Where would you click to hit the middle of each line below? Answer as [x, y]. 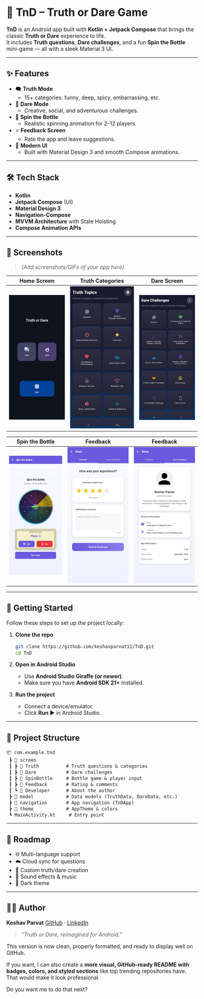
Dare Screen [167, 280]
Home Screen [37, 280]
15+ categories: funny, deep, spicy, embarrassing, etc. [92, 98]
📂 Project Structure [43, 738]
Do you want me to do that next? [47, 989]
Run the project [35, 695]
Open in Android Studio [45, 664]
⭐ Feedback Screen [40, 130]
